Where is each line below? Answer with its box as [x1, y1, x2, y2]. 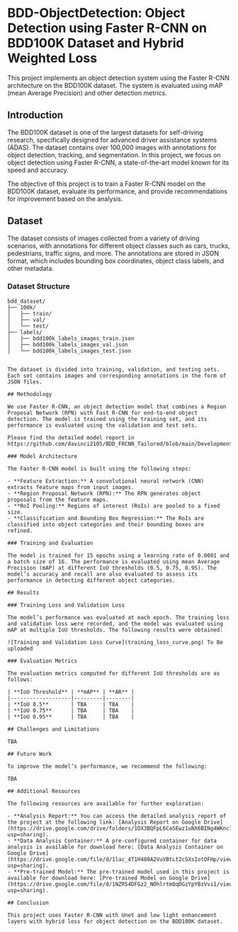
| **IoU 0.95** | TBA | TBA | [7, 713, 135, 720]
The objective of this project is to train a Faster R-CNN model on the [7, 179, 206, 188]
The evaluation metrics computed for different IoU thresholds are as [7, 670, 220, 677]
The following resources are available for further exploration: [7, 799, 204, 807]
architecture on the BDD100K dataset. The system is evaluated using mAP [7, 81, 223, 89]
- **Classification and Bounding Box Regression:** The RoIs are [7, 515, 204, 522]
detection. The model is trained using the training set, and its [7, 415, 208, 422]
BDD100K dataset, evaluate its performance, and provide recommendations [7, 186, 228, 196]
